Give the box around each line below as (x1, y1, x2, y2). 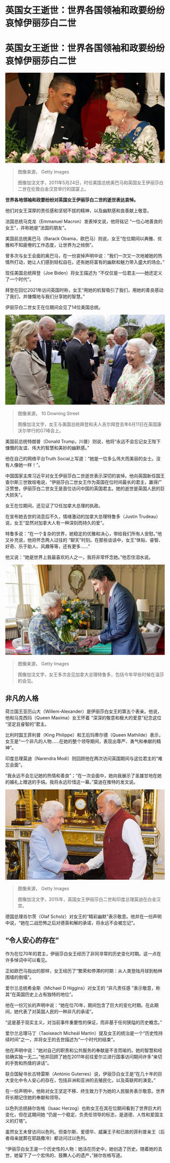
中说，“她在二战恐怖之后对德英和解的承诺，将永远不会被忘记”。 (5, 919, 138, 926)
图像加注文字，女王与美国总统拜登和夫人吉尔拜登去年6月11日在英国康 (17, 421, 162, 427)
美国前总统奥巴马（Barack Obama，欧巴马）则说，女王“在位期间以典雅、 (5, 235, 158, 242)
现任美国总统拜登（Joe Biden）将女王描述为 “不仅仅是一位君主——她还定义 (5, 270, 163, 276)
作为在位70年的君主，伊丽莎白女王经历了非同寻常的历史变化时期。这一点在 (5, 950, 161, 956)
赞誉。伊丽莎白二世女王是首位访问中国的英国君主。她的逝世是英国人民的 (9, 485, 160, 491)
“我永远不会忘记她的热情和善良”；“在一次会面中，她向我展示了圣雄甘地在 (5, 773, 158, 779)
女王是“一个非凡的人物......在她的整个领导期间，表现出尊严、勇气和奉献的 (5, 738, 157, 744)
